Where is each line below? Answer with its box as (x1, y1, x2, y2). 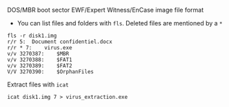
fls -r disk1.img (7, 32, 57, 39)
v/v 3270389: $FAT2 (7, 62, 72, 69)
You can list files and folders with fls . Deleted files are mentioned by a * (17, 19, 223, 27)
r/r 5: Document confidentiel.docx (7, 38, 112, 45)
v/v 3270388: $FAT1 (7, 56, 72, 63)
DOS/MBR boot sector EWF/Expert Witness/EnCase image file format (7, 6, 204, 14)
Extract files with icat (7, 80, 69, 88)
